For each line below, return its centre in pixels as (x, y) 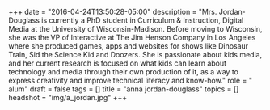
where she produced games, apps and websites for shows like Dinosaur (129, 46)
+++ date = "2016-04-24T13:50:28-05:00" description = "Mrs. (113, 12)
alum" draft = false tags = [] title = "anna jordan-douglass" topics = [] (124, 89)
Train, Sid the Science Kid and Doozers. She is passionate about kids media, (135, 55)
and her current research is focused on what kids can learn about (118, 63)
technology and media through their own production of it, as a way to (123, 72)
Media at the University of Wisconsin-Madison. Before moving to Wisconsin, (135, 29)
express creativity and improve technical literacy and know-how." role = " (131, 80)
